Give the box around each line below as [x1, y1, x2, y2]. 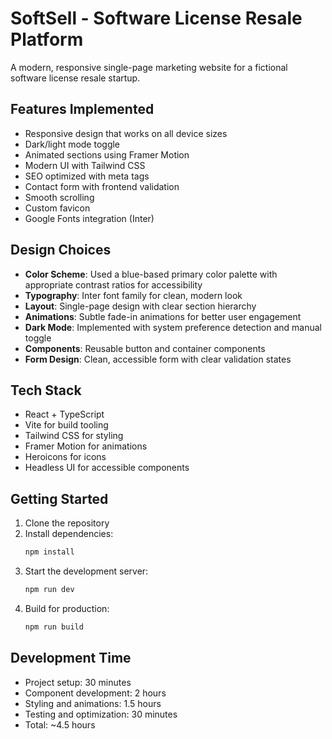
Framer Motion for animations [24, 440, 148, 452]
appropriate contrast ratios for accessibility [24, 278, 203, 291]
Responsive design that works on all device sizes [24, 127, 228, 139]
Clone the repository [24, 517, 110, 529]
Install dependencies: [24, 528, 114, 540]
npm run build [24, 622, 84, 632]
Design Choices [10, 242, 112, 259]
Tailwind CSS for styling [24, 430, 124, 442]
